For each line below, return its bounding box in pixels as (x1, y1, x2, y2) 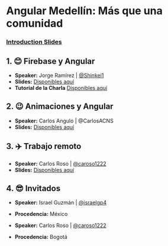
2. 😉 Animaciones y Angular (6, 102, 114, 112)
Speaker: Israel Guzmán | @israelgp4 (14, 199, 107, 206)
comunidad (6, 17, 63, 30)
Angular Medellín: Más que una (6, 4, 163, 18)
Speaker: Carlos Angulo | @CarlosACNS (14, 117, 114, 124)
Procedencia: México (14, 211, 68, 218)
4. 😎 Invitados (6, 183, 61, 193)
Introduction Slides (6, 38, 62, 46)
